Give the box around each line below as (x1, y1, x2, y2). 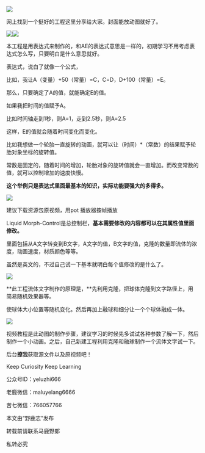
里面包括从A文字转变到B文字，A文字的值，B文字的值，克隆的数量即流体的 (6, 240, 192, 247)
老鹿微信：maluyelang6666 (6, 388, 76, 396)
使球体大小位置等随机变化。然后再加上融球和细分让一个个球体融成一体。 (6, 306, 188, 313)
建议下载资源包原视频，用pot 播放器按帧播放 (6, 206, 118, 214)
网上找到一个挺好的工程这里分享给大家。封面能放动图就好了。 (6, 18, 162, 25)
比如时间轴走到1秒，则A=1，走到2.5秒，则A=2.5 (6, 115, 126, 122)
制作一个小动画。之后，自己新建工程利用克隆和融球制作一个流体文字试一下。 (6, 338, 199, 345)
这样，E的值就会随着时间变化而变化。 (6, 128, 101, 135)
